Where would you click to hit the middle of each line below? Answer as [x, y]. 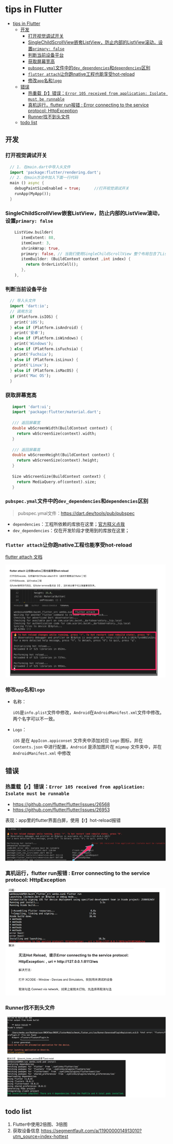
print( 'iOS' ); [29, 322]
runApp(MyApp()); [33, 194]
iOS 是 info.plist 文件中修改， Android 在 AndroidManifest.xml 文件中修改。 [88, 712]
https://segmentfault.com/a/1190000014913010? [91, 1131]
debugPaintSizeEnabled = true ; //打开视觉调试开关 [72, 189]
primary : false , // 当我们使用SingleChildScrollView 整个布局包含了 [91, 254]
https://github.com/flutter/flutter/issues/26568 [61, 805]
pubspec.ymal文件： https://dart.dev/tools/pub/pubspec [76, 513]
